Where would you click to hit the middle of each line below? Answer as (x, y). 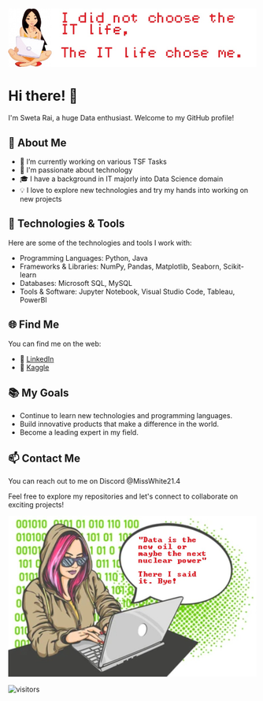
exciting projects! (36, 505)
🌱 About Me (37, 143)
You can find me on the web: (55, 343)
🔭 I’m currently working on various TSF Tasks (93, 161)
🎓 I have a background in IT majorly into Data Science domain (121, 179)
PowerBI (33, 299)
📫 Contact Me (44, 458)
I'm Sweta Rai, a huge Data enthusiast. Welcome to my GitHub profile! (121, 118)
